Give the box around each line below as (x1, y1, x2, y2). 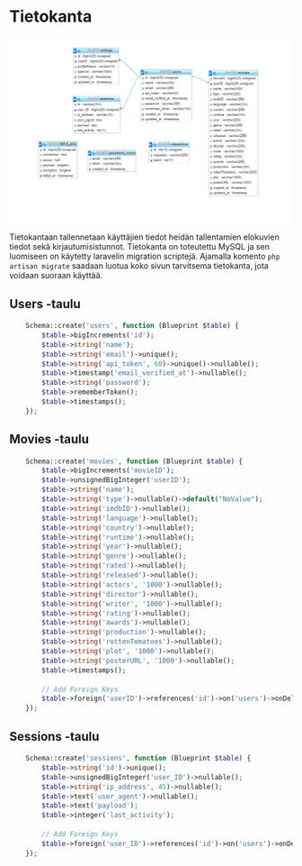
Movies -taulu (9, 432, 90, 447)
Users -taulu (9, 296, 81, 312)
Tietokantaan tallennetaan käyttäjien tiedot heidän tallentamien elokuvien (9, 232, 280, 242)
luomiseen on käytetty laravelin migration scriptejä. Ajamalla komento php (9, 251, 280, 262)
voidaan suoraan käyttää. (9, 270, 103, 281)
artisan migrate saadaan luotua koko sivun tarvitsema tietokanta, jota (9, 260, 270, 271)
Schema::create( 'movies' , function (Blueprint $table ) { (25, 457, 244, 466)
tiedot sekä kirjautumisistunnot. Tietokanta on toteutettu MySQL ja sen (9, 242, 270, 252)
